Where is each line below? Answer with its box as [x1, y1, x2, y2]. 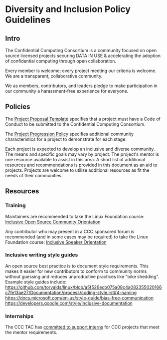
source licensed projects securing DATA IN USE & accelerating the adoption [5, 53, 161, 59]
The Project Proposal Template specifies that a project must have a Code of [5, 116, 161, 122]
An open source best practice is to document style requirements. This [5, 263, 149, 269]
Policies [5, 103, 31, 111]
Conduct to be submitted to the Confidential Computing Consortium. [5, 121, 146, 127]
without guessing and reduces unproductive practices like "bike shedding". [5, 273, 160, 279]
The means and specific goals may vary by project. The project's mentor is [5, 151, 160, 157]
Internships [5, 312, 34, 319]
